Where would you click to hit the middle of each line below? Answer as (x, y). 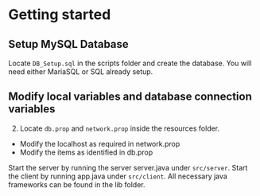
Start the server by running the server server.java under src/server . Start (128, 167)
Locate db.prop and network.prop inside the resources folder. (120, 128)
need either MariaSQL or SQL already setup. (81, 72)
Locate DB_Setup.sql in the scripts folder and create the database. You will (130, 63)
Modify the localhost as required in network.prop (100, 143)
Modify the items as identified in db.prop (86, 152)
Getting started (60, 15)
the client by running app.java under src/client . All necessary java (118, 176)
